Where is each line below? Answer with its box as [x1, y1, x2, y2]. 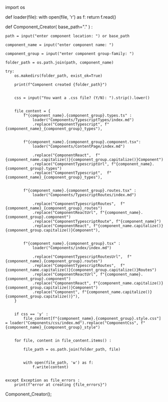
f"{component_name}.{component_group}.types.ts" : [23, 113, 132, 118]
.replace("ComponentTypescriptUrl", [32, 161, 109, 166]
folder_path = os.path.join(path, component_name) [5, 60, 114, 65]
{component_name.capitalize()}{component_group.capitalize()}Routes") [5, 267, 157, 272]
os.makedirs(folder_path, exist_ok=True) [14, 73, 102, 78]
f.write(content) [32, 365, 69, 370]
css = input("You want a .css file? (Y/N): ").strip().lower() [14, 95, 150, 100]
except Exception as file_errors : [5, 378, 80, 383]
